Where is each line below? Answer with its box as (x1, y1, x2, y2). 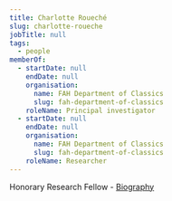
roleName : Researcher (25, 156, 107, 166)
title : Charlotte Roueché (9, 13, 107, 23)
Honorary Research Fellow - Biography (9, 181, 155, 192)
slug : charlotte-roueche (9, 22, 103, 31)
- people (17, 47, 51, 56)
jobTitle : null (9, 30, 67, 39)
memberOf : (9, 55, 47, 64)
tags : (9, 38, 30, 48)
